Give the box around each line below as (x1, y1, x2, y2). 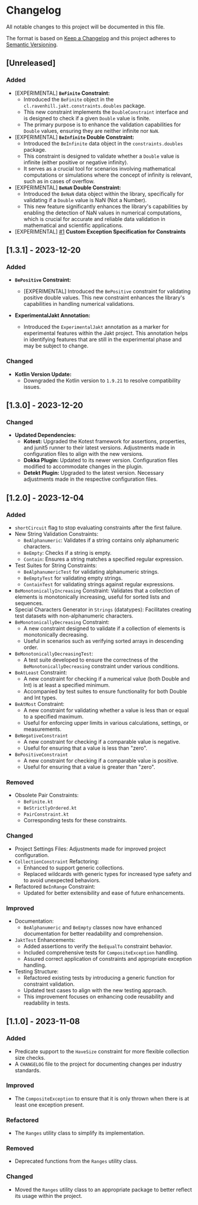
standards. (14, 1066, 41, 1073)
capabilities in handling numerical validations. (23, 301, 135, 308)
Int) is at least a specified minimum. (23, 681, 111, 688)
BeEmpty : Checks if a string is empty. (23, 549, 112, 556)
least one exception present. (14, 1101, 85, 1108)
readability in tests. (23, 999, 70, 1006)
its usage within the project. (14, 1192, 83, 1199)
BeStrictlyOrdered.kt (23, 806, 77, 811)
